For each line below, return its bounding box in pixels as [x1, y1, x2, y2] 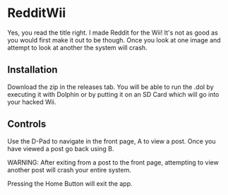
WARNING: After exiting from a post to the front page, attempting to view [7, 158, 219, 167]
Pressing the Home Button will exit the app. [7, 179, 133, 188]
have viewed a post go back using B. [7, 144, 114, 153]
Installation [7, 64, 58, 76]
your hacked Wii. [7, 97, 56, 106]
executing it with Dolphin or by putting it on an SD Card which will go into [7, 90, 220, 98]
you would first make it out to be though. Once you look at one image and [7, 35, 221, 44]
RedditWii [7, 5, 66, 21]
